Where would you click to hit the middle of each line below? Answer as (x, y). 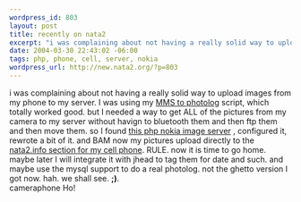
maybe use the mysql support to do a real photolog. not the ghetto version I (149, 168)
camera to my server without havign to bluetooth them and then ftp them (143, 121)
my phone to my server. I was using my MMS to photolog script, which (139, 102)
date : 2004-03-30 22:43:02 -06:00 (74, 51)
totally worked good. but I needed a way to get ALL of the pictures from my (148, 112)
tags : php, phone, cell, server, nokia (84, 59)
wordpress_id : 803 (43, 17)
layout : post (34, 26)
